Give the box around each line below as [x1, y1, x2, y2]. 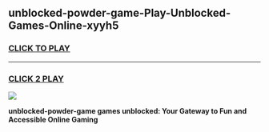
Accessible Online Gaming [8, 114, 98, 124]
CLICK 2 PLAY [8, 73, 64, 84]
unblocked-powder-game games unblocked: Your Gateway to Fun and [8, 106, 247, 115]
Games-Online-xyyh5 [8, 19, 119, 33]
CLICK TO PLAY [8, 43, 70, 54]
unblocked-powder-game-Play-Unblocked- [8, 6, 231, 20]
